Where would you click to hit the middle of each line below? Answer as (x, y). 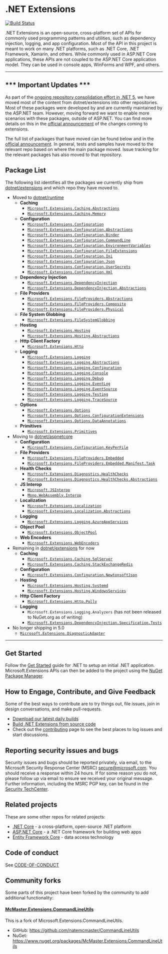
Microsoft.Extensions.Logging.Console (68, 373)
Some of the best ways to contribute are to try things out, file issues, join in (82, 704)
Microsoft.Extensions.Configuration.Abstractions (80, 229)
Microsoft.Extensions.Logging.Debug (65, 378)
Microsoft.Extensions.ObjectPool (62, 532)
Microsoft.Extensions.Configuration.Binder (73, 235)
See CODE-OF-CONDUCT (32, 865)
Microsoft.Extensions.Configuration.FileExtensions (82, 251)
